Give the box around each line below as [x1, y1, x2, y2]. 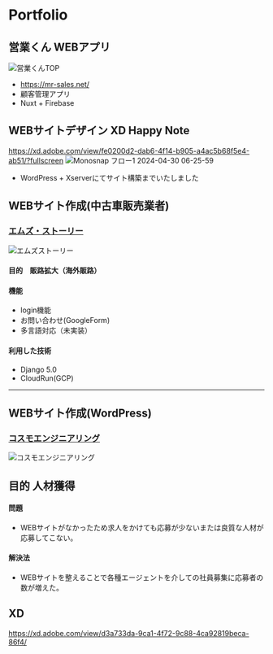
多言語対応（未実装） [19, 325, 92, 335]
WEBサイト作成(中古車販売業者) [8, 199, 170, 213]
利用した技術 [8, 346, 51, 355]
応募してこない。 [19, 533, 78, 543]
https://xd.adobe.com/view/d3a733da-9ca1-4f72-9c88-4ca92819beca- [8, 628, 249, 638]
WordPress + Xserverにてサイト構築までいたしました [19, 172, 199, 182]
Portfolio [8, 6, 68, 24]
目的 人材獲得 [8, 478, 76, 493]
